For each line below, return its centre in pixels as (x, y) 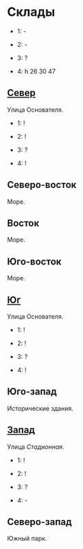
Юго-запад (32, 392)
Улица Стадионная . (36, 447)
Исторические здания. (40, 408)
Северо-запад (39, 522)
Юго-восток (34, 261)
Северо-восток (42, 185)
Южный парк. (27, 539)
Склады (31, 12)
